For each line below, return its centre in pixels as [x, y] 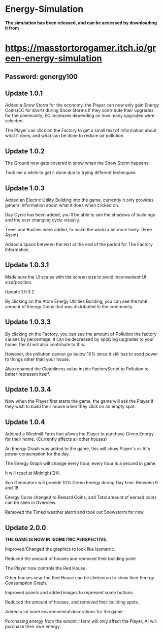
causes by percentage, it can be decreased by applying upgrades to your [80, 339]
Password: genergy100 [41, 77]
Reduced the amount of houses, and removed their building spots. [72, 602]
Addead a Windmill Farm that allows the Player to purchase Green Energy [80, 434]
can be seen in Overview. [31, 503]
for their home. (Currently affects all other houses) [56, 439]
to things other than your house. [38, 359]
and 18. [12, 488]
